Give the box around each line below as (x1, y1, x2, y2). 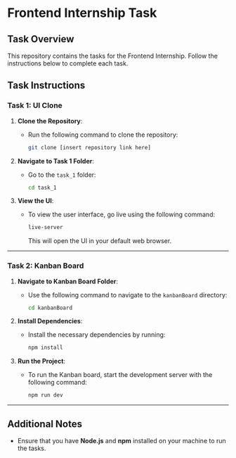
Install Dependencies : (17, 317, 83, 326)
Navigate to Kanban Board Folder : (17, 277, 118, 285)
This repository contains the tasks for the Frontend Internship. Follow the (7, 51, 218, 60)
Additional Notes (7, 418, 83, 430)
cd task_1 (27, 184, 58, 191)
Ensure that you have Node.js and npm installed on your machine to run (17, 437, 226, 445)
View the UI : (17, 197, 54, 205)
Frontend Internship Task (7, 5, 157, 21)
